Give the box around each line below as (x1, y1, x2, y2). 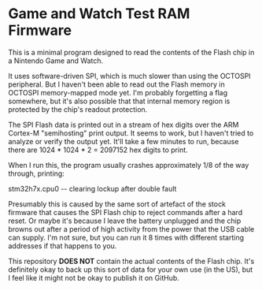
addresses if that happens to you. (8, 241, 117, 251)
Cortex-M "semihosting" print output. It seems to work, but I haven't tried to (8, 128, 254, 138)
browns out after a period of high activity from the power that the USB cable (8, 224, 255, 233)
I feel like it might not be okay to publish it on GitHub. (8, 273, 179, 282)
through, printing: (8, 169, 65, 178)
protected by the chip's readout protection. (8, 104, 148, 114)
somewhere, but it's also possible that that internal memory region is (8, 96, 231, 106)
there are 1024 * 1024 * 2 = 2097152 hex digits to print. (8, 145, 189, 154)
